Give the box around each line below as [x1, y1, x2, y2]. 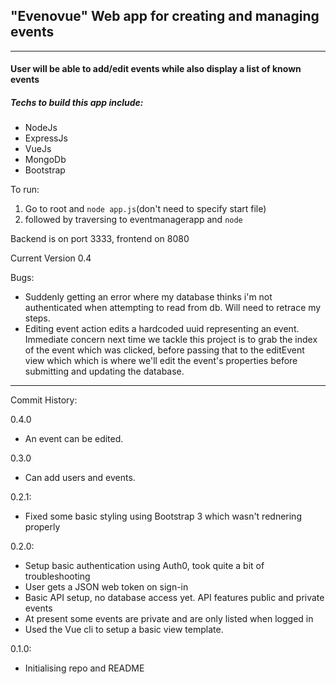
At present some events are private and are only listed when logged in [24, 613, 314, 625]
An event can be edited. [24, 433, 124, 445]
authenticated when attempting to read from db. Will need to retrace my [24, 302, 322, 314]
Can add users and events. [24, 472, 136, 484]
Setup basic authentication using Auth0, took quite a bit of [24, 560, 265, 572]
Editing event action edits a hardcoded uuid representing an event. [24, 323, 300, 335]
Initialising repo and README [24, 662, 145, 674]
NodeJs [24, 122, 58, 134]
